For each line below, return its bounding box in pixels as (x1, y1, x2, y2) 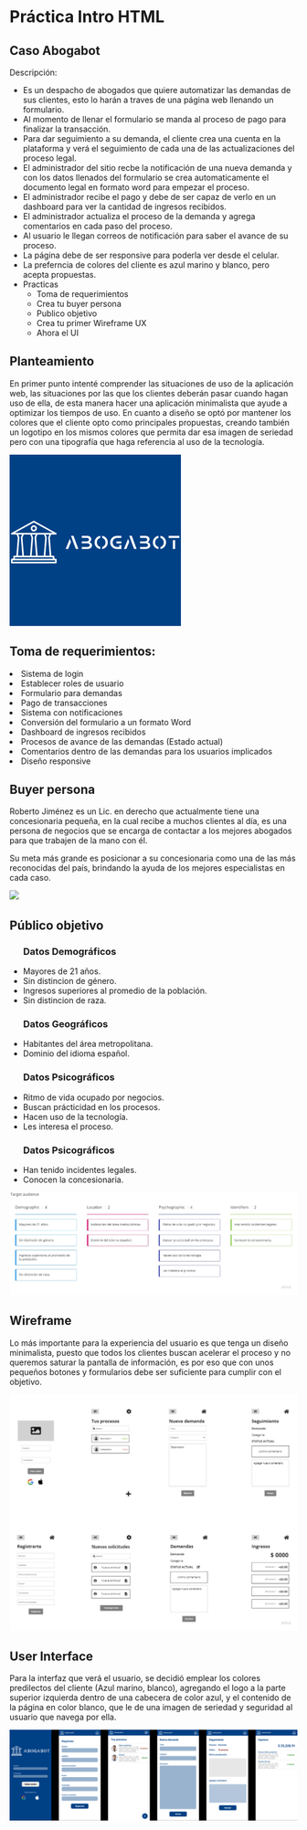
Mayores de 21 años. (22, 966, 101, 977)
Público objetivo (9, 917, 104, 933)
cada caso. (9, 873, 52, 883)
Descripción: (9, 67, 58, 78)
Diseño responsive (21, 756, 91, 767)
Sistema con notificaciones (21, 706, 123, 718)
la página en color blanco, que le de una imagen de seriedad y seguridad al (9, 1702, 293, 1713)
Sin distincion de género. (22, 976, 117, 987)
